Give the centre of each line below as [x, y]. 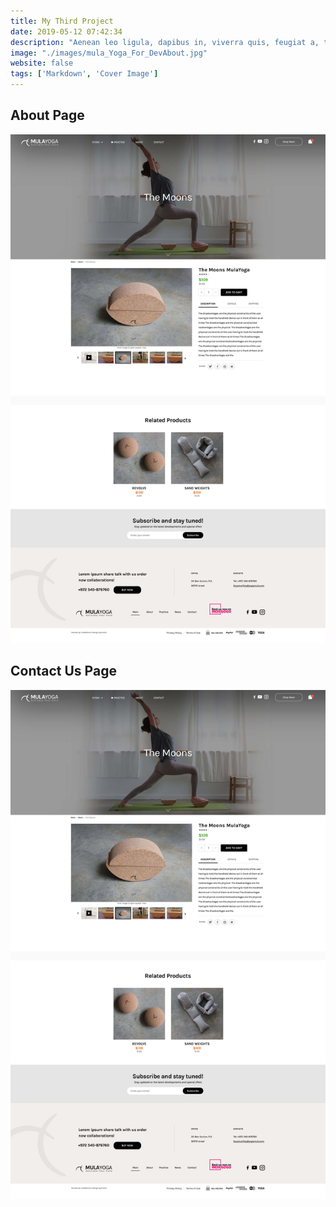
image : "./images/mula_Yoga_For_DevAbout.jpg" [109, 53]
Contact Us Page [63, 671]
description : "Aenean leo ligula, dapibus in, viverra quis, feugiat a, [165, 42]
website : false [42, 63]
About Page [47, 115]
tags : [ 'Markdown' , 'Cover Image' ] [84, 74]
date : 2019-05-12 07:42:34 [66, 31]
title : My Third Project [62, 21]
